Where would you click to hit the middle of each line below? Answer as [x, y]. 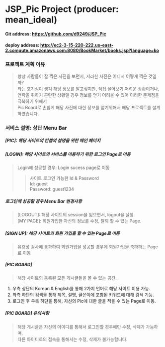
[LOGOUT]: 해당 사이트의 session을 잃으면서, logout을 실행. [76, 214]
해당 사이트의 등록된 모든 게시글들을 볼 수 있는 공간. [67, 278]
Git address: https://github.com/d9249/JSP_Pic [56, 34]
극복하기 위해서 [32, 101]
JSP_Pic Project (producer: [62, 9]
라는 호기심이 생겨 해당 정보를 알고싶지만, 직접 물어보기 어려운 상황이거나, [88, 89]
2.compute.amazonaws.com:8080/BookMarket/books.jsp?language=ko [82, 50]
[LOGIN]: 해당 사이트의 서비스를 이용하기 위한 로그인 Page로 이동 [68, 154]
